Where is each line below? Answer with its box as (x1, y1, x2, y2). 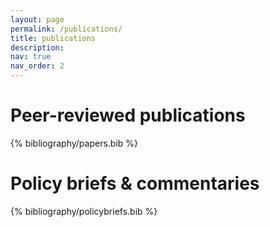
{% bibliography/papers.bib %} (10, 137, 139, 149)
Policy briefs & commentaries (10, 172, 260, 195)
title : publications (10, 33, 97, 43)
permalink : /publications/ (10, 24, 123, 34)
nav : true (10, 52, 52, 62)
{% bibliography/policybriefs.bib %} (10, 205, 158, 217)
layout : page (10, 14, 65, 25)
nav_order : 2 (10, 61, 65, 71)
